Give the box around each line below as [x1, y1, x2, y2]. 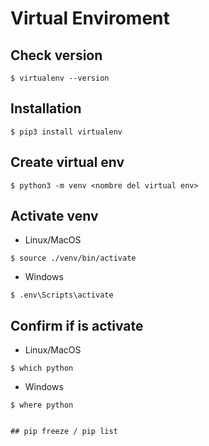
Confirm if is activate [10, 317, 144, 334]
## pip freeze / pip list [10, 427, 118, 437]
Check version [10, 47, 103, 64]
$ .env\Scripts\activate [10, 290, 114, 301]
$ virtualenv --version [10, 73, 110, 83]
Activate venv [10, 208, 99, 225]
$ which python [10, 363, 74, 374]
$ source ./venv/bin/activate [10, 253, 137, 264]
